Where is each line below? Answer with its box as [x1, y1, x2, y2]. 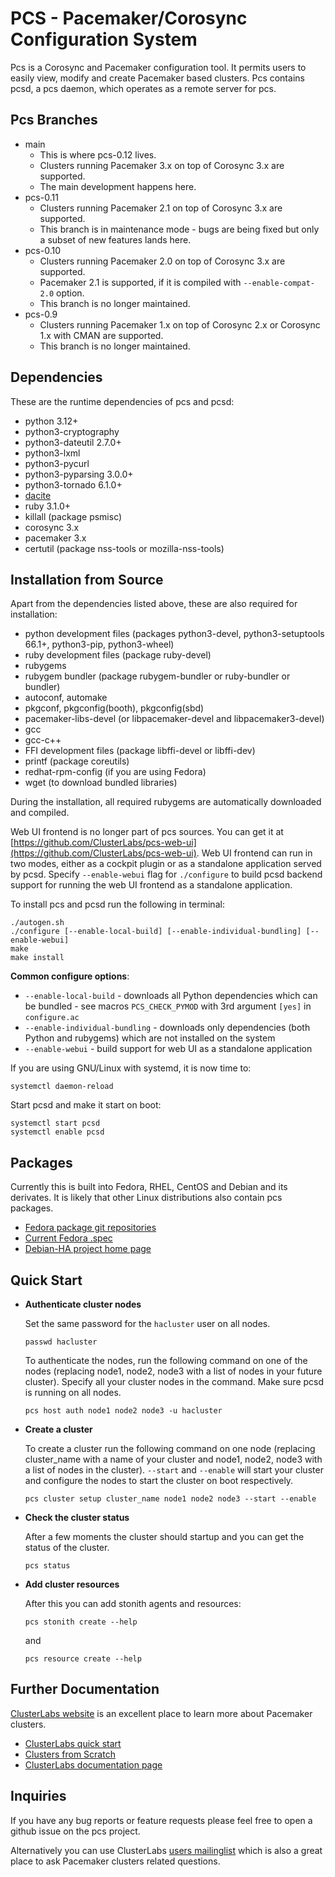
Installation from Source [10, 571, 164, 588]
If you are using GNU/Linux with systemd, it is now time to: [10, 1062, 252, 1074]
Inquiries [10, 1788, 67, 1805]
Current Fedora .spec [24, 1232, 113, 1244]
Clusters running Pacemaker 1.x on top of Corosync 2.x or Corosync [39, 318, 321, 331]
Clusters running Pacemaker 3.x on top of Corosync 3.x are [39, 159, 285, 171]
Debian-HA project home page [24, 1243, 152, 1255]
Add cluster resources [24, 1578, 120, 1590]
